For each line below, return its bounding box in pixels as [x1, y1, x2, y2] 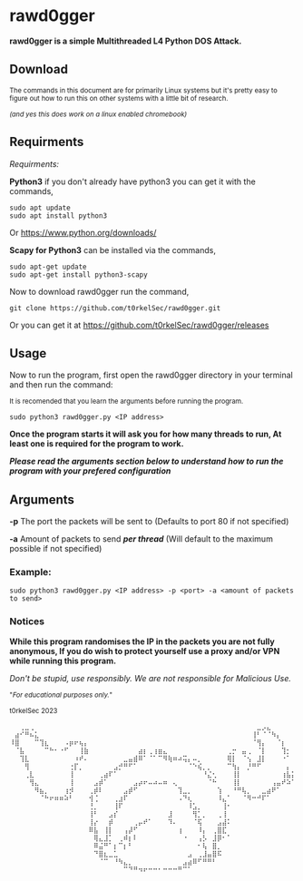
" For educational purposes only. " [9, 690, 113, 700]
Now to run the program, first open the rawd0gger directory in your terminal [9, 369, 293, 381]
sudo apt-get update [9, 262, 88, 271]
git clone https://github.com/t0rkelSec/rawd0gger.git [9, 303, 221, 313]
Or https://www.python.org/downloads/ [9, 227, 157, 238]
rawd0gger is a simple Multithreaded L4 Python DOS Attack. [9, 35, 242, 46]
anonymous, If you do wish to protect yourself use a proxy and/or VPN [9, 645, 280, 656]
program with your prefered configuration [9, 465, 171, 476]
